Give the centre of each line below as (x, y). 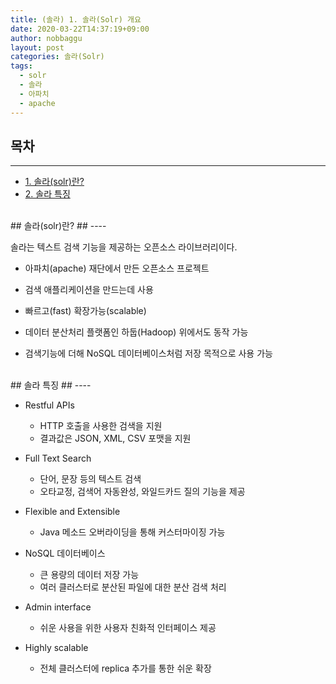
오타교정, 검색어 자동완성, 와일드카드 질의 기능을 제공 (142, 492)
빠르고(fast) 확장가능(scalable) (85, 311)
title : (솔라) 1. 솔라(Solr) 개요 (76, 19)
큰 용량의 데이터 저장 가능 (89, 575)
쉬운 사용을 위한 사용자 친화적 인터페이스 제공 (128, 628)
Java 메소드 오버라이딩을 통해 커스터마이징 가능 (132, 532)
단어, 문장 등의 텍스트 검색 (90, 479)
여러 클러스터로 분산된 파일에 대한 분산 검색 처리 (133, 587)
